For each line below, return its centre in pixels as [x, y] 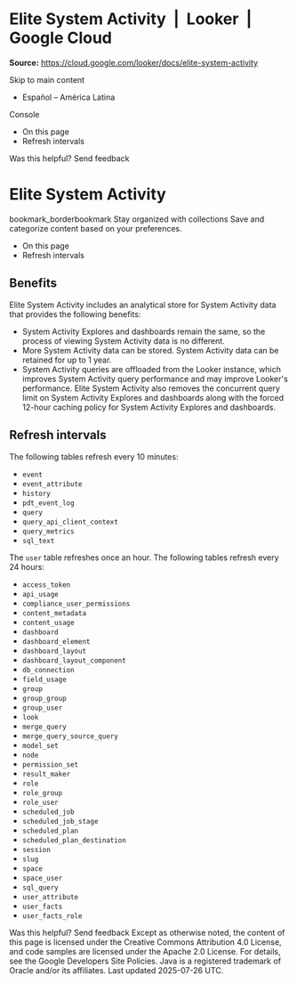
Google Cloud [61, 38]
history [36, 493]
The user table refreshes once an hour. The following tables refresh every [144, 557]
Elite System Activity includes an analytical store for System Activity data [143, 305]
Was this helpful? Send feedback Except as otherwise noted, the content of [147, 932]
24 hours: [27, 566]
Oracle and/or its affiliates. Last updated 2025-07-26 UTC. [116, 970]
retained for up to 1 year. [67, 360]
